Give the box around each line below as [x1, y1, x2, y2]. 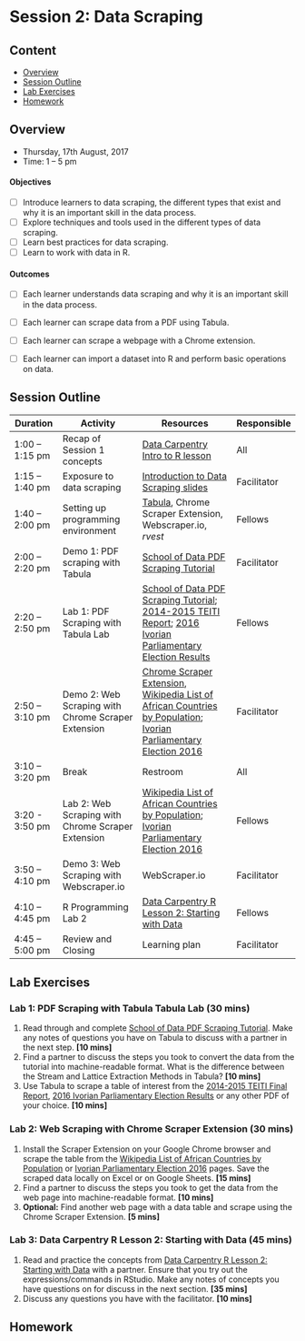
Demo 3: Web [62, 857, 121, 870]
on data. [22, 363, 54, 374]
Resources [161, 417, 209, 429]
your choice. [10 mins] [22, 1100, 107, 1111]
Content [9, 43, 57, 58]
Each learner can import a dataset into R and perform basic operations [22, 353, 287, 364]
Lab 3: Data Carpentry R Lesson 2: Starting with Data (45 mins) [9, 1234, 292, 1246]
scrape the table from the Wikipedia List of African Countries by [22, 1153, 261, 1164]
